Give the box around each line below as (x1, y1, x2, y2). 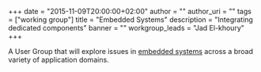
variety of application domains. (8, 55, 109, 64)
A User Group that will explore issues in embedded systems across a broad (8, 47, 253, 56)
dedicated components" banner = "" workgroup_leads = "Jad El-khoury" (8, 23, 245, 32)
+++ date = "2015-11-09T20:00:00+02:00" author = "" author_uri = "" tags (8, 7, 252, 16)
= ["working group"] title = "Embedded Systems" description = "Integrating (8, 15, 253, 24)
